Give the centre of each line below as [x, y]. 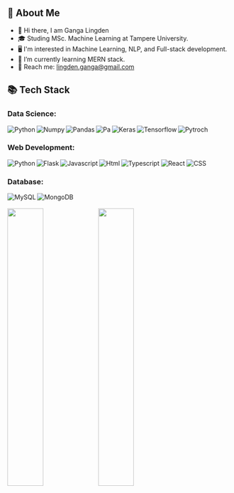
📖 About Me [34, 13]
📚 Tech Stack [39, 90]
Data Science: [32, 114]
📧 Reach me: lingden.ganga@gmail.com [76, 67]
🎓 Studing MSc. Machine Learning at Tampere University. [103, 38]
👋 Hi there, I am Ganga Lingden [63, 30]
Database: [26, 181]
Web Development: [41, 148]
